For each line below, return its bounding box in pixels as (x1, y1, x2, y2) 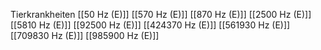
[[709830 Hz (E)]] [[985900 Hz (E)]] (10, 30, 160, 41)
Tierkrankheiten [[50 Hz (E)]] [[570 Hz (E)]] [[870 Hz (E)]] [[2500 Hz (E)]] (10, 9, 312, 20)
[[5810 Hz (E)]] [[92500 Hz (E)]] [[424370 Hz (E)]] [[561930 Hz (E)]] (10, 19, 291, 31)
